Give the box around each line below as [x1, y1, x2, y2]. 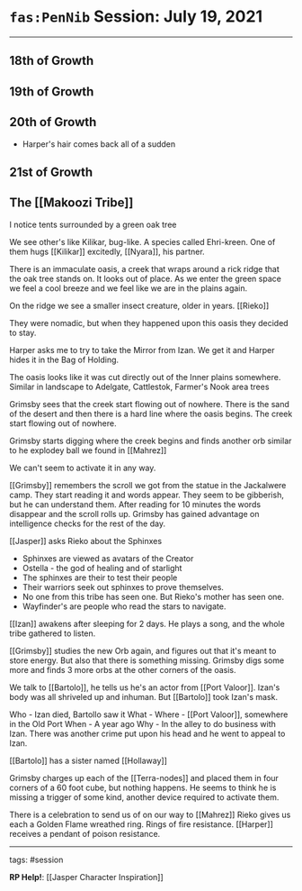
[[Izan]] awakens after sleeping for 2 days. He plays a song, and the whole [9, 618, 285, 629]
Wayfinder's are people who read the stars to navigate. [22, 601, 226, 612]
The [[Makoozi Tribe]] [9, 195, 134, 211]
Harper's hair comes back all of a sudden [22, 138, 176, 150]
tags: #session [9, 854, 64, 865]
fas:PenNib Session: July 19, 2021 [9, 6, 263, 27]
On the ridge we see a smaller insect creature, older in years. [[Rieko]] [9, 300, 270, 311]
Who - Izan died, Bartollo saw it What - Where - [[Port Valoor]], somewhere [9, 709, 289, 720]
